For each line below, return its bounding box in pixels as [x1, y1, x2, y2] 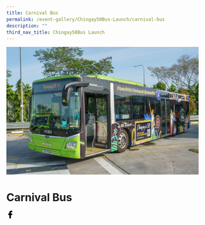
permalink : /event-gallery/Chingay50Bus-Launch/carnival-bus [6, 16, 165, 23]
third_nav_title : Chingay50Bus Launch [6, 29, 105, 35]
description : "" [6, 23, 48, 29]
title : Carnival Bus [6, 10, 59, 16]
